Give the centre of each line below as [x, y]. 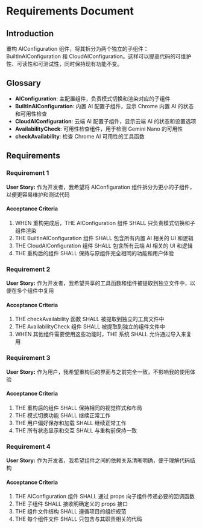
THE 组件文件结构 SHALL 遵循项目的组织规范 [71, 512]
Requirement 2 [28, 269]
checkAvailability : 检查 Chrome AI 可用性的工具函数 [80, 136]
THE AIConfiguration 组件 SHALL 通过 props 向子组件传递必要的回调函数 [105, 497]
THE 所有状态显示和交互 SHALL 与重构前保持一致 [76, 430]
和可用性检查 [31, 114]
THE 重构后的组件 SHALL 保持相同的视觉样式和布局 [79, 408]
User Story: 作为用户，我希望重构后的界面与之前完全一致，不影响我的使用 [98, 372]
